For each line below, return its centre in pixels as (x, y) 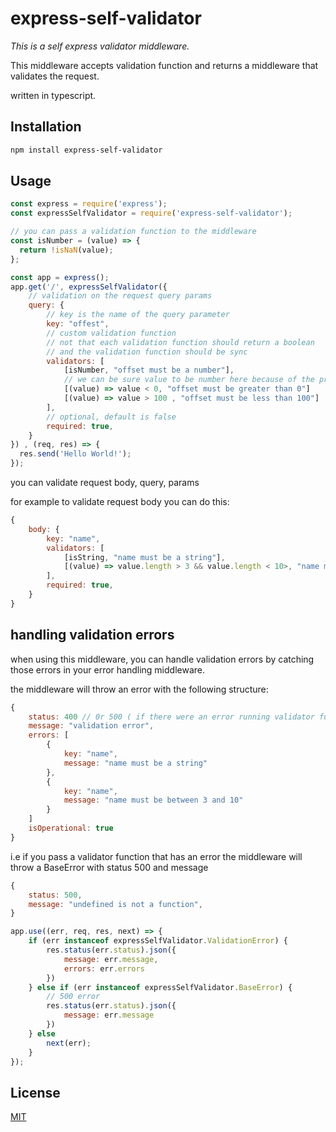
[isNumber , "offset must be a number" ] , (149, 370)
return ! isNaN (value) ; (66, 250)
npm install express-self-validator (86, 150)
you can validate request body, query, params (105, 483)
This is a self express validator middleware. (100, 46)
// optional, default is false (111, 417)
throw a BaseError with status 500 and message (109, 867)
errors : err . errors (104, 968)
